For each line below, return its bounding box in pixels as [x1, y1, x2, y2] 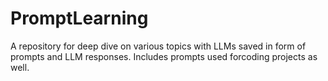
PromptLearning [10, 7, 149, 30]
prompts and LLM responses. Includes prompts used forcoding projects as [10, 50, 318, 62]
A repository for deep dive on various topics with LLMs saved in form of [10, 40, 307, 52]
